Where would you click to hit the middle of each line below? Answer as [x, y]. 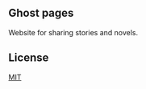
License [29, 58]
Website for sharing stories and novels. [73, 32]
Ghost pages [41, 13]
